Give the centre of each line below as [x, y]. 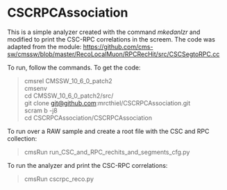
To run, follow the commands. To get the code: [74, 67]
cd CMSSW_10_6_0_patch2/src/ [69, 96]
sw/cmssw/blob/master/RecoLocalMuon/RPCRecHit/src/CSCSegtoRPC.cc [113, 54]
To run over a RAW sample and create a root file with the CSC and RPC [108, 131]
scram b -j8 [41, 110]
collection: [22, 138]
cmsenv [35, 88]
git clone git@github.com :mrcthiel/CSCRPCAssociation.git [107, 103]
